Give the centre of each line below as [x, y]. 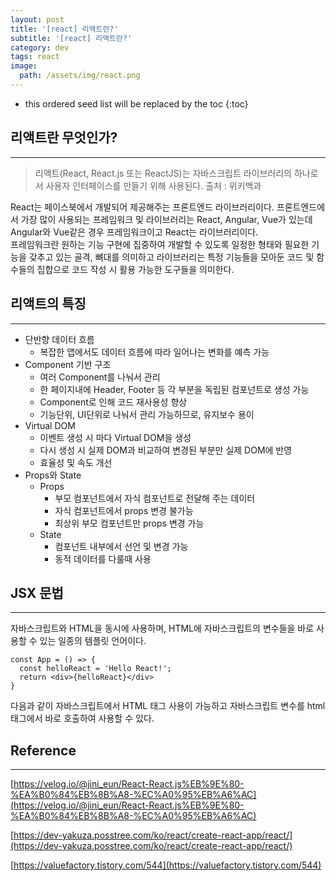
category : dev [40, 47]
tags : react [35, 57]
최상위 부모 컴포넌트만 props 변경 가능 [129, 523]
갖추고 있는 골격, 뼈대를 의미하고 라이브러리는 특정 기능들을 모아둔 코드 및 [171, 257]
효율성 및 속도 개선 [76, 462]
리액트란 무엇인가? [64, 137]
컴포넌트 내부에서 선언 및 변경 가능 [121, 546]
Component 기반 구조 [68, 364]
